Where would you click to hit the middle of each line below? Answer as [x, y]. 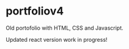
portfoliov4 [35, 11]
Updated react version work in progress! [57, 39]
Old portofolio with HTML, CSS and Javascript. [64, 28]
